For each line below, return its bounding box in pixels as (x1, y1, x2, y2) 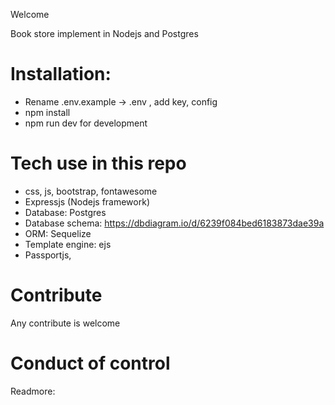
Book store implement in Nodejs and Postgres (10, 28, 199, 39)
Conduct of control (10, 352, 171, 374)
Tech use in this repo (10, 152, 187, 175)
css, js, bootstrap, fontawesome (24, 185, 158, 197)
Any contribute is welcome (10, 317, 121, 329)
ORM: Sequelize (24, 227, 92, 239)
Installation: (10, 63, 112, 86)
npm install (24, 106, 71, 118)
